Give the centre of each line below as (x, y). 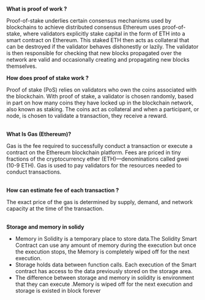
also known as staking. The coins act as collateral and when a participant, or (103, 109)
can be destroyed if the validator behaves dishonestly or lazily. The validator (102, 46)
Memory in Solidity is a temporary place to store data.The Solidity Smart (106, 239)
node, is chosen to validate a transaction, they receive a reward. (87, 116)
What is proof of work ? (37, 9)
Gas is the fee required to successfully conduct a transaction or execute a (99, 146)
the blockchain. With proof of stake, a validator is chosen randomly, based (100, 96)
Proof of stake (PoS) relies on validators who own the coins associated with (102, 90)
